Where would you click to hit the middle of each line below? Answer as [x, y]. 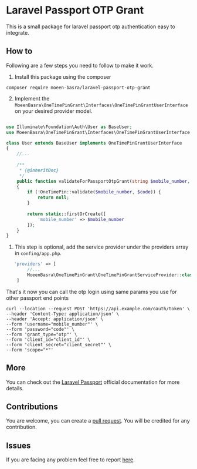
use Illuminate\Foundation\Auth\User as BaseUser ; [69, 127]
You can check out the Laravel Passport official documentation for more [93, 382]
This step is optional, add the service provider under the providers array [101, 247]
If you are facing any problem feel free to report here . [70, 460]
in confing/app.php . [38, 253]
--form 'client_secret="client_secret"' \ [59, 344]
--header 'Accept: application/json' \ [55, 319]
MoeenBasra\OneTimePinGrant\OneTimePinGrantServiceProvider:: [105, 275]
